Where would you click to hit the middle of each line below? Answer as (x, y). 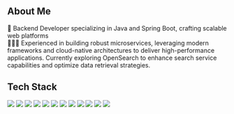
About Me (29, 11)
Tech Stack (32, 87)
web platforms (28, 35)
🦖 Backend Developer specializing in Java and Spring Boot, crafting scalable (117, 28)
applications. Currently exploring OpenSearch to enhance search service (112, 58)
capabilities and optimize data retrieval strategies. (79, 65)
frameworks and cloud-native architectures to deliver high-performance (111, 50)
